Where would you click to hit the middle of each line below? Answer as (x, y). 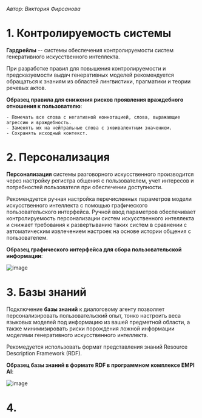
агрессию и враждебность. (39, 122)
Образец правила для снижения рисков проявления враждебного (95, 99)
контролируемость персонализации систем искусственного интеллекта (100, 218)
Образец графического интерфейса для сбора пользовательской (94, 249)
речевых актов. (26, 88)
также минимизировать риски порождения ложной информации (90, 329)
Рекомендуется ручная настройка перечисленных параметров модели (99, 199)
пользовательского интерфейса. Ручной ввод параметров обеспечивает (101, 212)
